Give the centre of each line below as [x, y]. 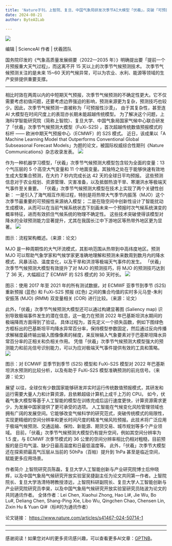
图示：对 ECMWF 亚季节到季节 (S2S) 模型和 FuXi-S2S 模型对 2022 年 [78, 364]
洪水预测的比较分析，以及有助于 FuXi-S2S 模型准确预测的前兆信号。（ [82, 370]
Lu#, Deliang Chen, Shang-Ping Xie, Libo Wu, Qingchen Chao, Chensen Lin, [85, 501]
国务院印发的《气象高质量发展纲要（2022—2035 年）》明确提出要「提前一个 [85, 60]
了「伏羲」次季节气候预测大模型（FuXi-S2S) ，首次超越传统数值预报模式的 [84, 127]
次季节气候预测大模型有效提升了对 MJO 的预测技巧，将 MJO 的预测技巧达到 [85, 268]
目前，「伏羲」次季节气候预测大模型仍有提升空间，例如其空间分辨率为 [88, 433]
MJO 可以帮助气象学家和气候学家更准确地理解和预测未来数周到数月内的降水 [85, 256]
